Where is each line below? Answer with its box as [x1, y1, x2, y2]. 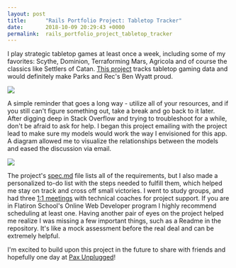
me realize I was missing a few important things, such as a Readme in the [7, 217, 222, 225]
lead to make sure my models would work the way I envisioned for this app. [7, 129, 227, 138]
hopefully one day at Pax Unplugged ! [7, 253, 116, 262]
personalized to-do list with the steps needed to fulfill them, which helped [7, 179, 223, 188]
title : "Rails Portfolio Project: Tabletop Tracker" [7, 17, 182, 24]
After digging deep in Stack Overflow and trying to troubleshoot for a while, [7, 114, 227, 123]
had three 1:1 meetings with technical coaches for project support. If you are [7, 194, 230, 203]
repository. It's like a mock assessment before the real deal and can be [7, 224, 214, 233]
